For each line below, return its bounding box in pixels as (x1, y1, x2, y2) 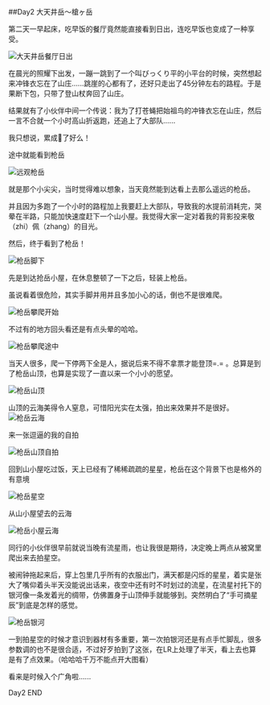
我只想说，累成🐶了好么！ (8, 133, 91, 143)
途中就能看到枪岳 (8, 150, 65, 160)
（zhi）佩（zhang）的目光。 (8, 222, 103, 231)
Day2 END (8, 688, 43, 697)
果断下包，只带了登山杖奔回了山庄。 (8, 89, 129, 98)
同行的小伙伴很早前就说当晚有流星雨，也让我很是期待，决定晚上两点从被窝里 (8, 543, 262, 552)
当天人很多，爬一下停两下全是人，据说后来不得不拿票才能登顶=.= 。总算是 (8, 359, 255, 368)
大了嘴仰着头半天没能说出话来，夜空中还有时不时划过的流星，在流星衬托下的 (8, 580, 262, 590)
